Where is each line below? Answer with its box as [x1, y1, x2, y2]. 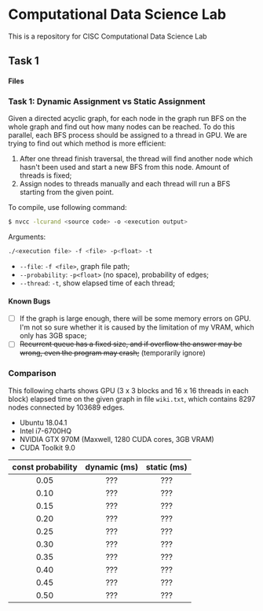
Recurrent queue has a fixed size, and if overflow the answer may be [19, 340, 243, 349]
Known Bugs [8, 296, 51, 306]
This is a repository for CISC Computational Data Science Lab [8, 31, 207, 41]
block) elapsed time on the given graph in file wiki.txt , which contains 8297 [8, 394, 256, 403]
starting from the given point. [19, 187, 114, 197]
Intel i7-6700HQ [19, 426, 72, 436]
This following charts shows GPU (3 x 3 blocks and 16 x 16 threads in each [8, 385, 249, 395]
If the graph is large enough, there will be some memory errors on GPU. [19, 314, 251, 323]
